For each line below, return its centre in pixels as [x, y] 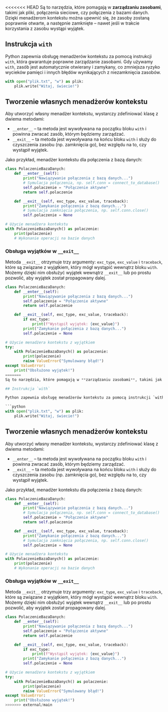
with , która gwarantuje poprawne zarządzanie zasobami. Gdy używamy [79, 62]
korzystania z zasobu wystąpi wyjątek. [45, 29]
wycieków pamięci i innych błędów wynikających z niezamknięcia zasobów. [83, 72]
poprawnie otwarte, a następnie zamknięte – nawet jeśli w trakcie [72, 23]
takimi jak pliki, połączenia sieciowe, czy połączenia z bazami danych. [77, 13]
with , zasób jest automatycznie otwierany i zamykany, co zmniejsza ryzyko [82, 67]
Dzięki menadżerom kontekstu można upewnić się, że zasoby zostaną [77, 18]
